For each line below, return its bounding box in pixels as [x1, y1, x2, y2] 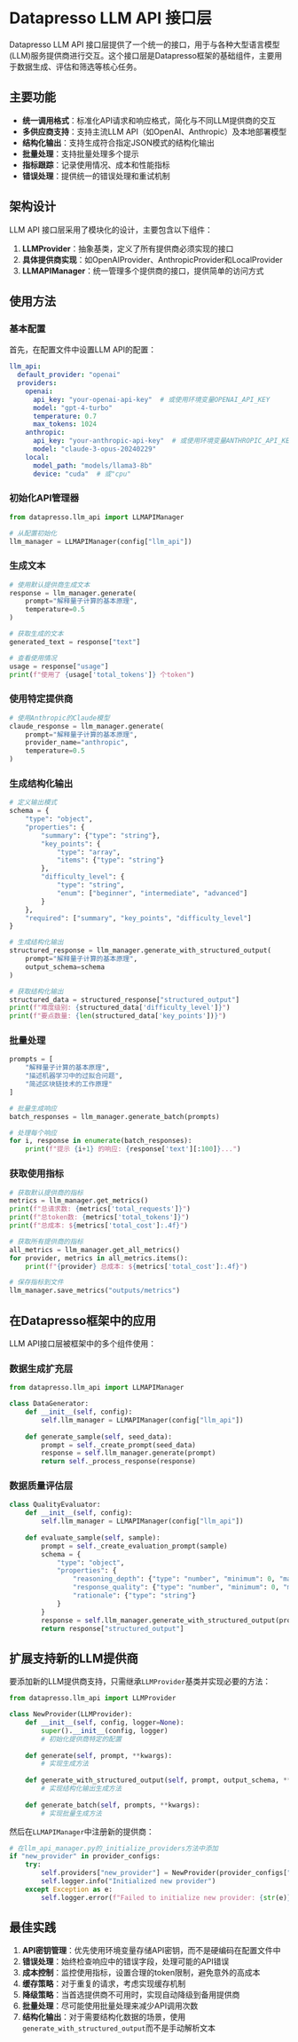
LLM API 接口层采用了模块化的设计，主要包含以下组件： [9, 224, 213, 235]
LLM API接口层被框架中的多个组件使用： [9, 1337, 157, 1349]
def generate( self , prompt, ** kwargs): [25, 1751, 173, 1760]
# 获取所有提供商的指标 [9, 1237, 84, 1246]
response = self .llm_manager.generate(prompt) [41, 1448, 216, 1458]
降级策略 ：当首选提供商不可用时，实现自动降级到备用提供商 [21, 1990, 240, 2000]
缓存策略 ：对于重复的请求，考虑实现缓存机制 [21, 1978, 186, 1989]
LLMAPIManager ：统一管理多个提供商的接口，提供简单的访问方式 [21, 265, 264, 276]
